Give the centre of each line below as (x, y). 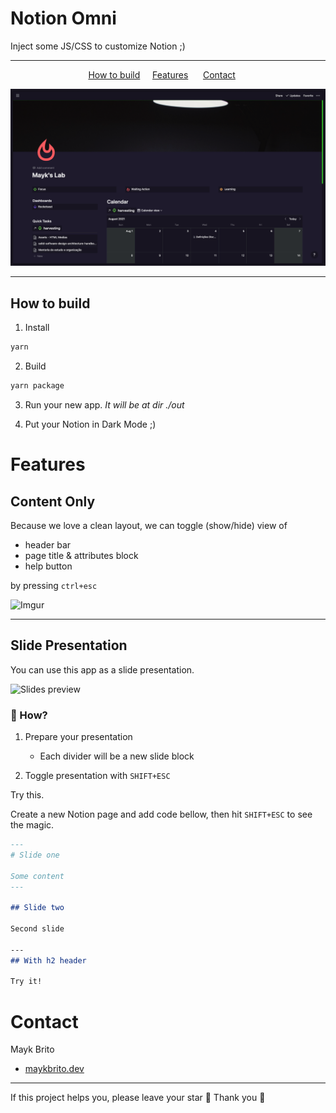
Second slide (37, 929)
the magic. (32, 825)
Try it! (26, 982)
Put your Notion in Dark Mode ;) (90, 424)
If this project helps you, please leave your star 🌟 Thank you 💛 (138, 1098)
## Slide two (37, 908)
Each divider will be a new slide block (117, 756)
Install (37, 328)
